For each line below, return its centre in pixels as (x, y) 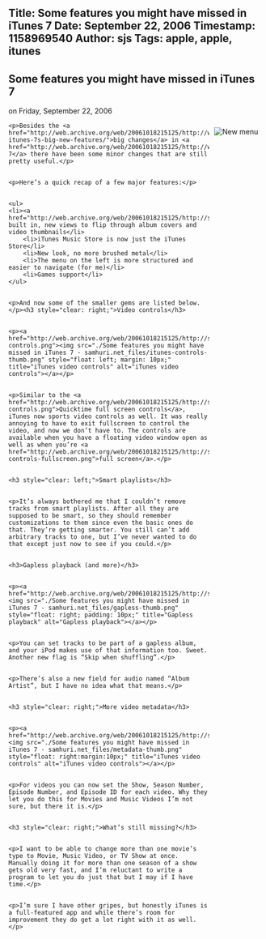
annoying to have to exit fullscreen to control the (99, 424)
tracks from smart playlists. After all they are (94, 509)
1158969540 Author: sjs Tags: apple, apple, (120, 38)
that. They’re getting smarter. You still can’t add (99, 530)
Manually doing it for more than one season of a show (103, 863)
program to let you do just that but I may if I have (101, 877)
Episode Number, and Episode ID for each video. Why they (108, 792)
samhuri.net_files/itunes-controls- (146, 353)
